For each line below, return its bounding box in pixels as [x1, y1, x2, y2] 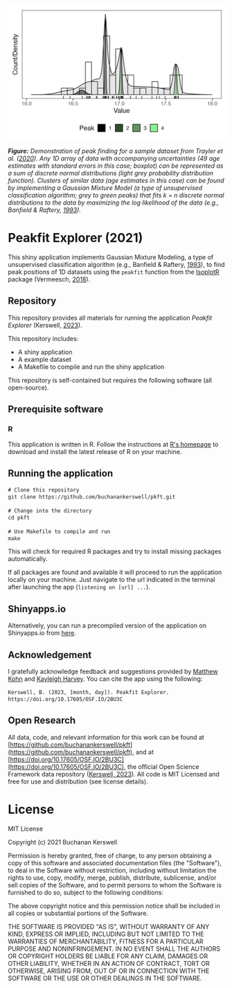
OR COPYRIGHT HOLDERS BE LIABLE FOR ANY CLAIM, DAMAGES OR [8, 952, 208, 960]
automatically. [8, 555, 48, 563]
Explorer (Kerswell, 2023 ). [8, 321, 82, 329]
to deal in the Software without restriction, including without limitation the [8, 866, 217, 874]
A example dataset [17, 355, 72, 363]
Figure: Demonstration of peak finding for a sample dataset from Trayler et [8, 147, 224, 155]
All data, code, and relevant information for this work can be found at [8, 733, 205, 741]
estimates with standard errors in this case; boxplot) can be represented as [8, 162, 224, 170]
